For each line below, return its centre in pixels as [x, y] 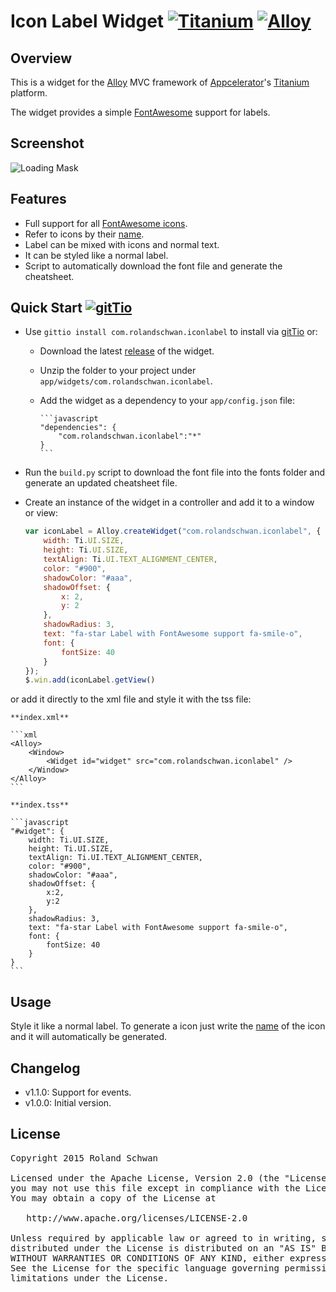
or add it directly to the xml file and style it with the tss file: [131, 699]
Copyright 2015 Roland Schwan [84, 1158]
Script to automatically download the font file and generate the [153, 266]
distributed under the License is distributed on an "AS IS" [163, 1248]
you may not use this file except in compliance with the [155, 1188]
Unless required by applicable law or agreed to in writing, [163, 1238]
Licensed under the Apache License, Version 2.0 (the [145, 1178]
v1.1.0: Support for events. [78, 1092]
